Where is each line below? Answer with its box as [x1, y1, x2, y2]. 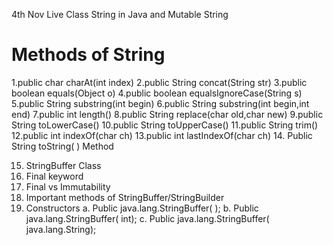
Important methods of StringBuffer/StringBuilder [25, 191, 225, 203]
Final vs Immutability [25, 180, 111, 193]
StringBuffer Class [25, 159, 102, 171]
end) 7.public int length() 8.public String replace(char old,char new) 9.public [11, 108, 324, 120]
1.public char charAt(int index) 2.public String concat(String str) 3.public [11, 76, 308, 88]
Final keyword [25, 170, 84, 182]
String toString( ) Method [11, 140, 114, 152]
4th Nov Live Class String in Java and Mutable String [11, 9, 229, 20]
